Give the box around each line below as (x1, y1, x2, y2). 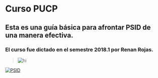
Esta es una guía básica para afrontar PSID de (5, 23, 151, 32)
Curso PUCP (5, 3, 58, 15)
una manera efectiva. (5, 31, 73, 39)
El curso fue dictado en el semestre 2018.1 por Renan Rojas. (5, 46, 153, 53)
